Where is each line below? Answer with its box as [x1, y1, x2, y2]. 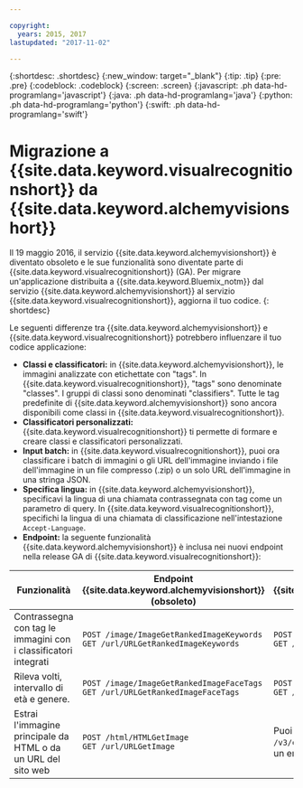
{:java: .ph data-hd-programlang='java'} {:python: [107, 89, 293, 100]
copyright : [9, 21, 50, 30]
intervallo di [14, 681, 64, 694]
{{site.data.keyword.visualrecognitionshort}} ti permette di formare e [22, 427, 278, 437]
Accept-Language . [22, 522, 87, 533]
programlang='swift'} [9, 109, 88, 120]
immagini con [14, 633, 71, 646]
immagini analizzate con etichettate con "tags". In [22, 369, 207, 380]
